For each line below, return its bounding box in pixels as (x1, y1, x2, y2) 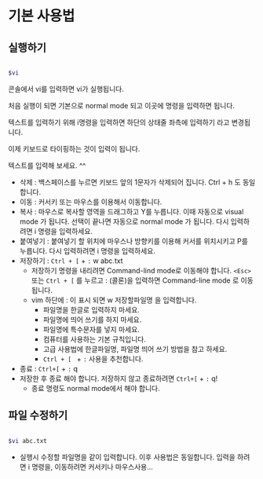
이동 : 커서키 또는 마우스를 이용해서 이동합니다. (19, 197, 163, 207)
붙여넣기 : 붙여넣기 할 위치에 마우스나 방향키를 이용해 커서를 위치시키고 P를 (19, 236, 249, 246)
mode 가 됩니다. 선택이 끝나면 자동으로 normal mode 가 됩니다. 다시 (19, 217, 229, 226)
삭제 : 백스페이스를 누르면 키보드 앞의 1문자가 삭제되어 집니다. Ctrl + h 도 (19, 177, 241, 187)
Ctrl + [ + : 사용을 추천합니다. (42, 354, 144, 364)
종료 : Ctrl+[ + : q (19, 364, 79, 373)
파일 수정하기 (8, 409, 68, 422)
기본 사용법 (8, 7, 75, 25)
